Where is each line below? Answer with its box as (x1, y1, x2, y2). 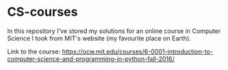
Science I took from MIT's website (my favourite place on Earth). (7, 34, 191, 42)
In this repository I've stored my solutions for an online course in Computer (7, 27, 221, 35)
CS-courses (7, 4, 78, 20)
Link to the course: (7, 47, 61, 56)
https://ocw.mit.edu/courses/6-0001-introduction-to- (62, 47, 213, 56)
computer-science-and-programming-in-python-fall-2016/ (7, 54, 175, 62)
